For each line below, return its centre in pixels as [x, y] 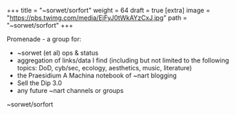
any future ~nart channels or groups [70, 91]
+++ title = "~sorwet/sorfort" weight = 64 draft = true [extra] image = [109, 10]
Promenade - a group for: [44, 39]
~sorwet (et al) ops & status [58, 53]
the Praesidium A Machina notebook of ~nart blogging [97, 75]
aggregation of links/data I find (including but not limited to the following [123, 60]
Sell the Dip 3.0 [39, 83]
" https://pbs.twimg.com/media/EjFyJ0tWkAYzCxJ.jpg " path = [97, 18]
